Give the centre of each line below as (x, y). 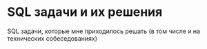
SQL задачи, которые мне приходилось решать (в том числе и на (104, 31)
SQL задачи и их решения (85, 12)
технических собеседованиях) (52, 38)
